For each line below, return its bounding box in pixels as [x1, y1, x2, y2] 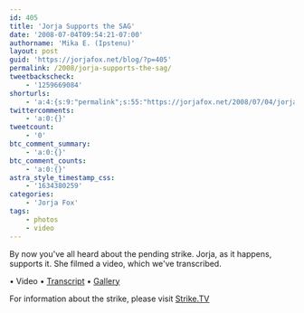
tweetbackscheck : [9, 72, 75, 81]
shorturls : [9, 89, 51, 98]
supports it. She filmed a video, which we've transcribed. [9, 258, 222, 269]
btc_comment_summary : [9, 139, 91, 148]
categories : [9, 190, 54, 199]
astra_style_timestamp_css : [9, 173, 116, 182]
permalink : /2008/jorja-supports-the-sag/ [9, 64, 172, 73]
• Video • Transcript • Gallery [9, 275, 120, 286]
